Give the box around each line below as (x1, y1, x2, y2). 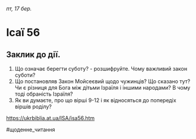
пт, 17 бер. (6, 5, 32, 12)
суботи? (14, 71, 36, 78)
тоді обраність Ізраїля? (14, 90, 73, 97)
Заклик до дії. (6, 49, 61, 59)
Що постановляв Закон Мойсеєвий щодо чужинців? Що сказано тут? (14, 78, 191, 85)
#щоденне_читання (6, 126, 55, 133)
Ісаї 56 (6, 26, 40, 39)
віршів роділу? (14, 103, 52, 110)
